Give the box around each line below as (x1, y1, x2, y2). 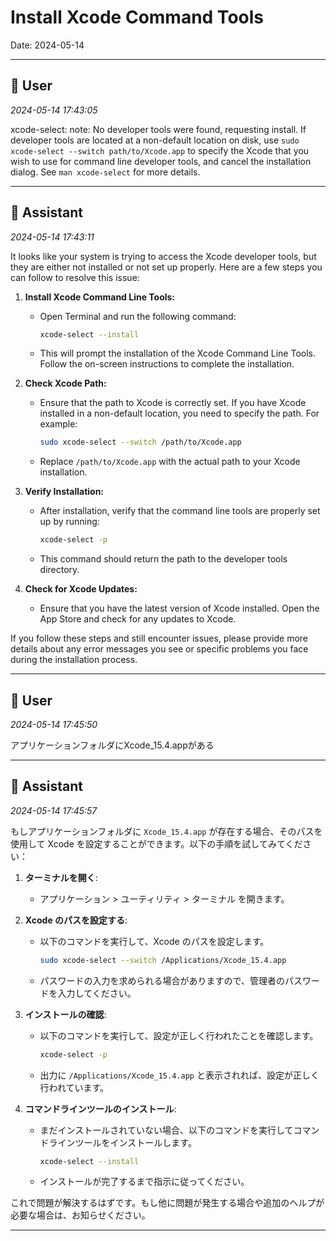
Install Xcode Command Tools (10, 6, 264, 29)
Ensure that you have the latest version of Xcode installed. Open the (39, 602, 320, 615)
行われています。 (39, 1081, 110, 1093)
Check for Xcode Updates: (24, 583, 138, 595)
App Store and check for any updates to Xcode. (39, 613, 237, 625)
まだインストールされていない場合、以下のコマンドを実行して (39, 1124, 294, 1136)
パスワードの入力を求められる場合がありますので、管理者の (39, 974, 286, 986)
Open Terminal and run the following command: (39, 310, 237, 322)
